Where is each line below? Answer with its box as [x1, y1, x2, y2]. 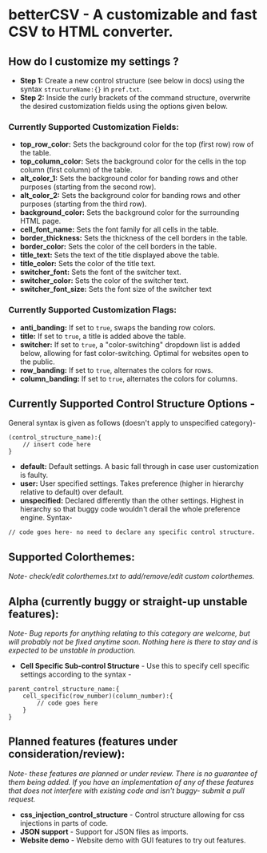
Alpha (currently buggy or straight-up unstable [8, 595, 248, 608]
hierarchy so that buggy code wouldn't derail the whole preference [19, 504, 241, 514]
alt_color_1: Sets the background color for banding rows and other [19, 174, 238, 184]
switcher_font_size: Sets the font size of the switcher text [19, 285, 212, 294]
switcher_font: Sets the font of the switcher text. [19, 267, 181, 277]
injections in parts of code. [19, 818, 109, 827]
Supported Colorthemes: [8, 550, 136, 564]
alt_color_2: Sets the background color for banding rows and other [19, 191, 241, 200]
